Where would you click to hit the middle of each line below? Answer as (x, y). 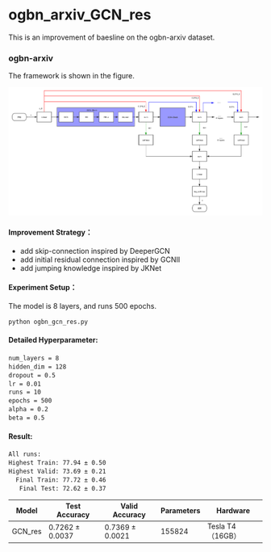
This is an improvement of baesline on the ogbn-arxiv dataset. (112, 37)
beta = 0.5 (27, 418)
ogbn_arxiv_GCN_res (80, 15)
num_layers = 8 (34, 358)
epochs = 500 (30, 401)
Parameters (180, 510)
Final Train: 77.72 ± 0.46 (61, 480)
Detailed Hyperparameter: (53, 340)
